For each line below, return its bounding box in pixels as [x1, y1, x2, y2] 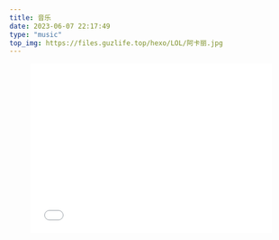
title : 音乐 [9, 13, 51, 23]
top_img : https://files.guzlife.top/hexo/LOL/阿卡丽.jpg [9, 38, 223, 48]
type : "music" [9, 30, 63, 39]
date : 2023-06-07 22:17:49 [9, 22, 111, 31]
